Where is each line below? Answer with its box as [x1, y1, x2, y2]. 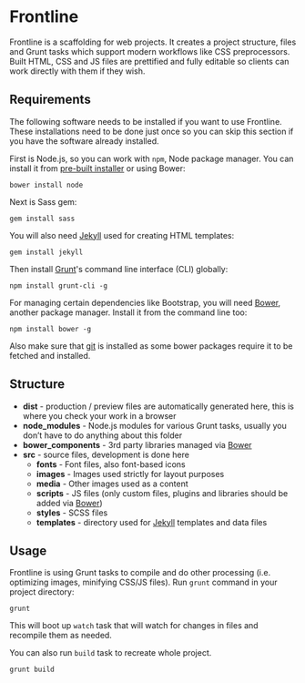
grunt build [9, 665, 55, 675]
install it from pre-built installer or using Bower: [9, 162, 186, 174]
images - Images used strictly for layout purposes [36, 468, 225, 479]
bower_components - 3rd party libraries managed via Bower [22, 439, 252, 450]
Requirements [9, 92, 91, 107]
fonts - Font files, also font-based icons [36, 458, 186, 470]
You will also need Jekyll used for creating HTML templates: [9, 229, 235, 240]
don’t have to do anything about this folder [22, 430, 183, 441]
